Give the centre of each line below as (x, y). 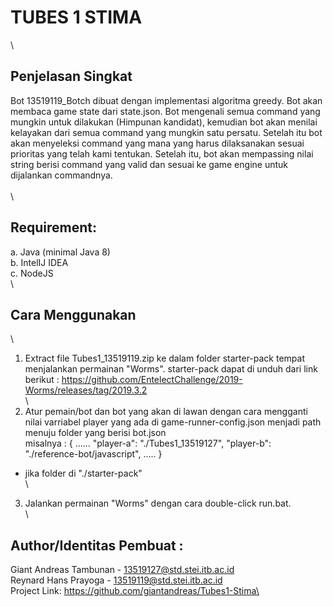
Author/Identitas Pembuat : (97, 545)
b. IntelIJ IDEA (39, 262)
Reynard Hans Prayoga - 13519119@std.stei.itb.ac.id (116, 580)
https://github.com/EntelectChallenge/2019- (152, 380)
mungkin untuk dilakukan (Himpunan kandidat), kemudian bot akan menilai (164, 122)
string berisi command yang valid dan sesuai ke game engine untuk (149, 164)
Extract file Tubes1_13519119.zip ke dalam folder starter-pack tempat (165, 358)
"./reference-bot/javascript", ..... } (93, 454)
